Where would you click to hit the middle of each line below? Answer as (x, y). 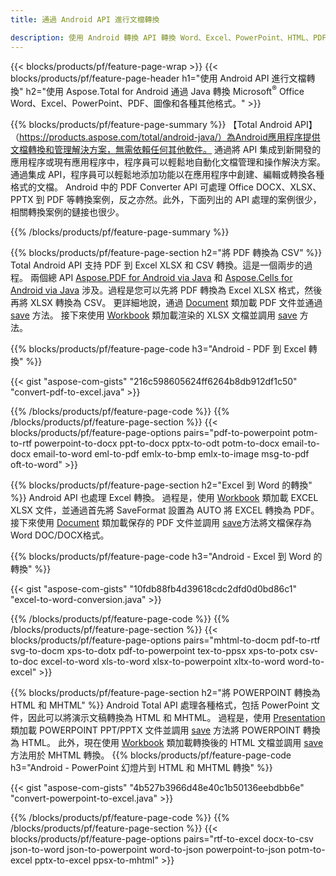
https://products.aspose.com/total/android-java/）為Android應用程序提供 (170, 137)
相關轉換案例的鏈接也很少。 (67, 212)
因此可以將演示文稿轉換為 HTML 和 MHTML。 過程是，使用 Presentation (176, 718)
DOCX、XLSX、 (288, 187)
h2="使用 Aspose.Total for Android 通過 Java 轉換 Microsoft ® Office (165, 90)
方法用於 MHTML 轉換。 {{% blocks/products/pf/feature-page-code (151, 755)
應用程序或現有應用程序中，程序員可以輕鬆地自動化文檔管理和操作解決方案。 (168, 162)
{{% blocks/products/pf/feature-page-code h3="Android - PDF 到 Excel (158, 349)
